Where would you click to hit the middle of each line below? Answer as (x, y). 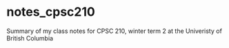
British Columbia (30, 38)
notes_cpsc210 (51, 12)
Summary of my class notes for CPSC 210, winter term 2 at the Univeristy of (114, 31)
